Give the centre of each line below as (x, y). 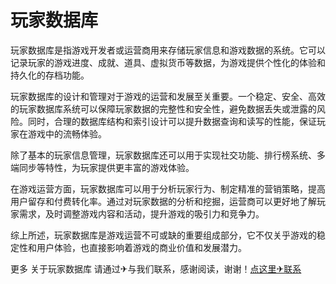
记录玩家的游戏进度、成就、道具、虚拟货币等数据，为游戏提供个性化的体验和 (168, 62)
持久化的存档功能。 (50, 75)
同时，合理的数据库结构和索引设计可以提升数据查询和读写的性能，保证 (172, 121)
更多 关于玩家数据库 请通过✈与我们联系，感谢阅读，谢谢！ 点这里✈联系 (156, 268)
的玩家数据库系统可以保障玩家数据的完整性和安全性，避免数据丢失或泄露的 (163, 108)
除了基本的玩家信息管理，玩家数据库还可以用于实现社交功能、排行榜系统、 (163, 155)
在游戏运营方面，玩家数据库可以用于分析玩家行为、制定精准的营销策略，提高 (168, 188)
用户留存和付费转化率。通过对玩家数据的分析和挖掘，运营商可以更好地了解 (163, 201)
